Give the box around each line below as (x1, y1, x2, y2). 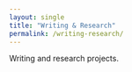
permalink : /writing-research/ (9, 29, 124, 38)
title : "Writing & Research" (9, 21, 116, 30)
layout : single (9, 12, 65, 22)
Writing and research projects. (9, 54, 119, 64)
